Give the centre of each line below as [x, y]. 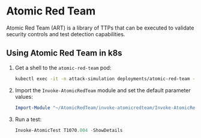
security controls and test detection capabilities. [66, 34]
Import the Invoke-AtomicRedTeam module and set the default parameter [103, 90]
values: [24, 96]
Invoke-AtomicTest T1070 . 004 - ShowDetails [69, 130]
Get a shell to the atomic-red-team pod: [63, 67]
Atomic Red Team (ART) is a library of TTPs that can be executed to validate [100, 28]
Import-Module [32, 108]
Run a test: [28, 119]
